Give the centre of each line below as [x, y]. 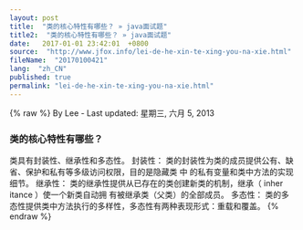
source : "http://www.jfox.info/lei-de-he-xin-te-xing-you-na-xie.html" [151, 52]
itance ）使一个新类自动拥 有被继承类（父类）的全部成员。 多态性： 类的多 [150, 194]
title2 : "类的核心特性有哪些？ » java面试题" [90, 35]
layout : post [34, 18]
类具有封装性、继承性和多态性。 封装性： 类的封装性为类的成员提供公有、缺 [151, 160]
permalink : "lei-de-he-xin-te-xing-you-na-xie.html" [112, 86]
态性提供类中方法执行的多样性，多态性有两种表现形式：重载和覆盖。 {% [144, 205]
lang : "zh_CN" [38, 69]
